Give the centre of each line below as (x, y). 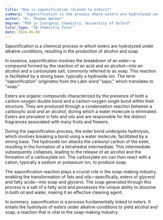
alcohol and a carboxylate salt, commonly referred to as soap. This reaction (81, 71)
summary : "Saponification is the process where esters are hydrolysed (78, 14)
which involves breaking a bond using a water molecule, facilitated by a (76, 136)
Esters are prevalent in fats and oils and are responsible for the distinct (76, 117)
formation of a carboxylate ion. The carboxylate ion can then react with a (78, 157)
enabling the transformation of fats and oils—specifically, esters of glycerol (80, 177)
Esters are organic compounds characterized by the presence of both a (76, 96)
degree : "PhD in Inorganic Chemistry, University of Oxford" (68, 23)
